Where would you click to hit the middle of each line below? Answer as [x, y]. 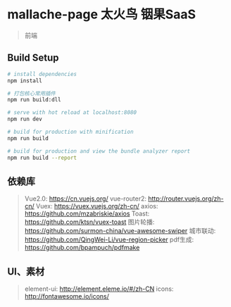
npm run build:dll [34, 100]
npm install [25, 81]
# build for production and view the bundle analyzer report [99, 151]
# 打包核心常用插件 [32, 93]
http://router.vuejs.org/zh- [186, 199]
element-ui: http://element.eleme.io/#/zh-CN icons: [99, 289]
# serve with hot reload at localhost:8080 [72, 113]
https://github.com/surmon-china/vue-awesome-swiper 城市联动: [120, 231]
